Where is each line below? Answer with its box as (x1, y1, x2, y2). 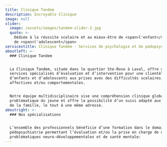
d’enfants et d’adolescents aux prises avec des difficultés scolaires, (9, 76, 164, 81)
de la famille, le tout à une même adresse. (9, 102, 103, 108)
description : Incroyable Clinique (5, 12, 77, 17)
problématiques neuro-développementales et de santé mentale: (9, 135, 141, 140)
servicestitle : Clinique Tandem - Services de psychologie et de (5, 44, 143, 49)
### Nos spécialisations (9, 112, 61, 117)
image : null (5, 16, 30, 21)
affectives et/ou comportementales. (9, 80, 85, 86)
